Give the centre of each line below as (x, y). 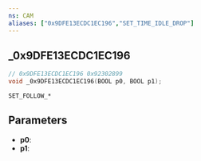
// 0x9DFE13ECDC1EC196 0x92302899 (66, 74)
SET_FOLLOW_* (30, 96)
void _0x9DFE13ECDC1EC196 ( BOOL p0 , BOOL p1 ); (85, 82)
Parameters (38, 121)
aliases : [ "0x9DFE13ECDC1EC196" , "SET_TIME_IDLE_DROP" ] (101, 23)
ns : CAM (21, 16)
